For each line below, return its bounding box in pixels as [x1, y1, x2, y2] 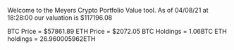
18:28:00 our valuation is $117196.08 [7, 13, 113, 22]
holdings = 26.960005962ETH [7, 35, 97, 43]
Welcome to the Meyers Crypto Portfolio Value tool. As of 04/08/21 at [7, 6, 209, 14]
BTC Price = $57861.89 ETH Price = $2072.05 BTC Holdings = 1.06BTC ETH [7, 27, 227, 35]
